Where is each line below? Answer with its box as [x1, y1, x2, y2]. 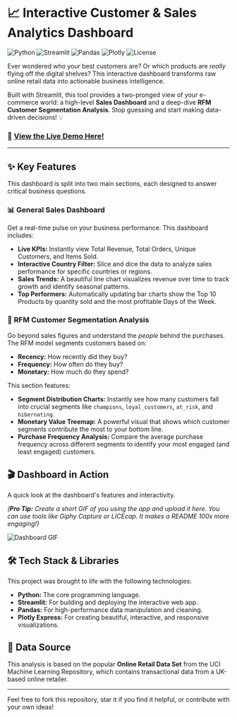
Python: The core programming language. [17, 591, 141, 599]
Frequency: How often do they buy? [17, 360, 123, 368]
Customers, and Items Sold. [17, 252, 99, 261]
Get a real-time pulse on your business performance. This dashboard [7, 223, 208, 233]
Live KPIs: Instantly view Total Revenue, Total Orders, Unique [17, 245, 196, 254]
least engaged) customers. [17, 447, 97, 456]
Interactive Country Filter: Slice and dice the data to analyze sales [17, 260, 212, 269]
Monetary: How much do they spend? [17, 367, 129, 376]
